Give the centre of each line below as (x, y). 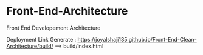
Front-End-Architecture (67, 11)
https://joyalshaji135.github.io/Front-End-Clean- (137, 39)
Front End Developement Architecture (53, 28)
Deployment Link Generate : (41, 39)
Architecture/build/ (30, 46)
